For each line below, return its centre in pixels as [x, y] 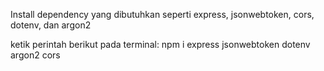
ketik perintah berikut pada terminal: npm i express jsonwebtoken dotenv [160, 44]
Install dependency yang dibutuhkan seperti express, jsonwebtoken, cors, [162, 14]
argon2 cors [35, 55]
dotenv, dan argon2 [51, 25]
